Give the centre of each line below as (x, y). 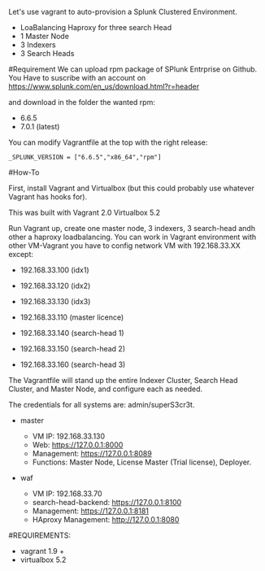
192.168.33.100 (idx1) (54, 270)
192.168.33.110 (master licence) (72, 317)
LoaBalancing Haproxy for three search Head (96, 27)
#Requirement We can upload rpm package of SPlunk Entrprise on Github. (133, 69)
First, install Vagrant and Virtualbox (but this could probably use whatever (131, 188)
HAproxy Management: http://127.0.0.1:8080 (106, 519)
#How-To (24, 172)
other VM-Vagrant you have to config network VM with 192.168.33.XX (125, 246)
